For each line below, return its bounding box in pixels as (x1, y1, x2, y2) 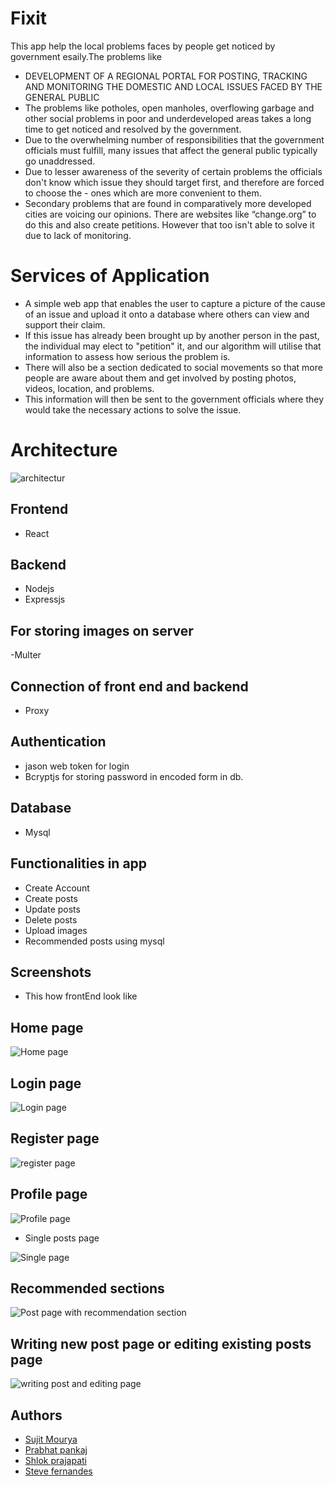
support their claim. (24, 318, 106, 331)
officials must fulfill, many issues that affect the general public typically (24, 144, 318, 156)
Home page (10, 1019, 84, 1036)
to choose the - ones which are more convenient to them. (24, 187, 262, 199)
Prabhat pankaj (24, 1444, 88, 1456)
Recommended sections (10, 1280, 165, 1297)
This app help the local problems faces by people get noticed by (10, 40, 276, 52)
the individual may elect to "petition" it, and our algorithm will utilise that (24, 340, 322, 352)
